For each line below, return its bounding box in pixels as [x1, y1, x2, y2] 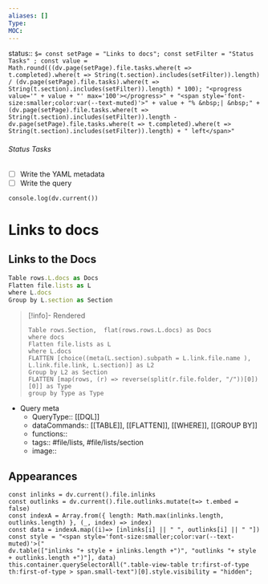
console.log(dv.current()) [8, 194, 99, 202]
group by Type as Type [27, 390, 104, 398]
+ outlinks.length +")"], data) [8, 554, 116, 562]
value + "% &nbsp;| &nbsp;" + [159, 99, 261, 107]
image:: [31, 446, 57, 456]
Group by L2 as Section [27, 368, 108, 377]
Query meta [19, 404, 60, 413]
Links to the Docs [8, 253, 97, 266]
